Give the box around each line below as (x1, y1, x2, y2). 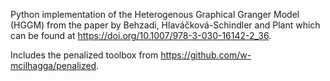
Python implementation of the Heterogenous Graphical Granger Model (10, 9, 300, 20)
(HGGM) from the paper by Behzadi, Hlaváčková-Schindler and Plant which (10, 19, 321, 31)
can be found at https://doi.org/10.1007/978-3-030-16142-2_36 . (10, 30, 272, 41)
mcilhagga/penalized (10, 60, 97, 71)
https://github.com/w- (160, 49, 252, 61)
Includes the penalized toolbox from (10, 49, 159, 61)
